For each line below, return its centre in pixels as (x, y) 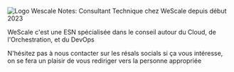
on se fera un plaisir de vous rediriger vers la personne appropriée (105, 61)
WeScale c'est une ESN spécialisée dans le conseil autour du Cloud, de (112, 32)
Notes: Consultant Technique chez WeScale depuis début (142, 11)
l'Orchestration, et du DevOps (51, 40)
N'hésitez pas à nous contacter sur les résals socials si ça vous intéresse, (115, 53)
